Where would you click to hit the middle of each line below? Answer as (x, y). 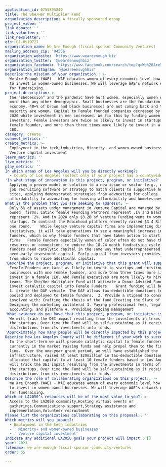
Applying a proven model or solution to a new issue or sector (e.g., (84, 185)
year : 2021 (16, 443)
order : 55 (15, 452)
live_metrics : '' (23, 162)
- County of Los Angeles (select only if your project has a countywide (86, 176)
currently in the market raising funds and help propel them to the (82, 346)
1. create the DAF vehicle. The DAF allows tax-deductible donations (83, 291)
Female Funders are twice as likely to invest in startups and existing (86, 268)
